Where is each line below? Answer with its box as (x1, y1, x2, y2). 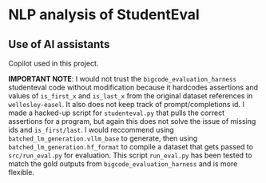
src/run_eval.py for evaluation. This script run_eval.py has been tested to (8, 150, 252, 160)
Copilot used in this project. (8, 58, 99, 68)
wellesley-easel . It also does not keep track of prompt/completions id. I (8, 100, 245, 109)
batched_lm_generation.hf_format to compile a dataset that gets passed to (8, 142, 254, 151)
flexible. (8, 168, 34, 177)
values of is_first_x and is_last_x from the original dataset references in (8, 91, 253, 101)
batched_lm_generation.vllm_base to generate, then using (8, 133, 198, 143)
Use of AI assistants (8, 38, 110, 51)
